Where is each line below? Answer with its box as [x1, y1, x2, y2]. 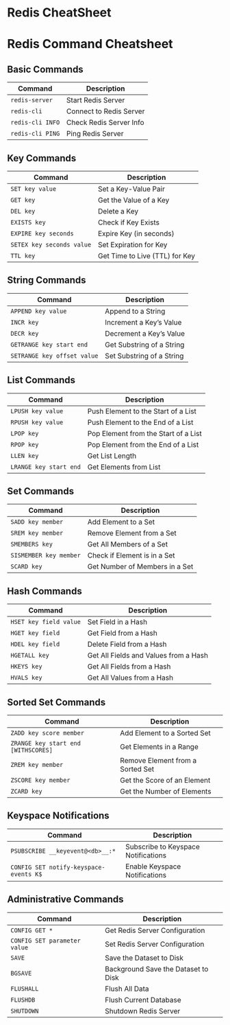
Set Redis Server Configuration [105, 939, 205, 949]
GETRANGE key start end [10, 341, 88, 348]
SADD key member [10, 518, 64, 526]
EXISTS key [10, 218, 46, 226]
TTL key [10, 252, 36, 260]
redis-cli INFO [10, 119, 60, 126]
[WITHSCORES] [10, 746, 53, 755]
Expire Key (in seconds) [98, 229, 175, 238]
